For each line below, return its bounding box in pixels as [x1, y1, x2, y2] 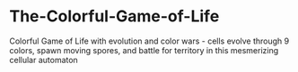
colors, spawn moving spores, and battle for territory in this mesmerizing [9, 44, 279, 55]
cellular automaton [9, 54, 78, 65]
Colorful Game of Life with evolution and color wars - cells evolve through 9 [9, 36, 290, 46]
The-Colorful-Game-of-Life [9, 6, 220, 27]
